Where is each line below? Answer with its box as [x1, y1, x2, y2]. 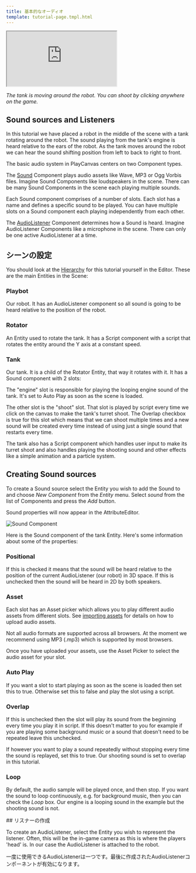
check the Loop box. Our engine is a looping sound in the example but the [6, 799, 184, 806]
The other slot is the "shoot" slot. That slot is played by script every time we [6, 404, 189, 411]
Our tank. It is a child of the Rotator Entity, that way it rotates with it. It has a [6, 369, 188, 376]
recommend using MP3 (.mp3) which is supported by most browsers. [6, 636, 174, 643]
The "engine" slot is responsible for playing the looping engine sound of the [6, 386, 189, 393]
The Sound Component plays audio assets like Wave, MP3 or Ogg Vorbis [6, 172, 182, 179]
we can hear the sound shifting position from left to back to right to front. [6, 149, 182, 156]
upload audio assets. [6, 619, 57, 626]
